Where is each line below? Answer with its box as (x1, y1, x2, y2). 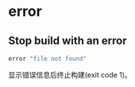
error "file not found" (8, 55, 87, 62)
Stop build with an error (8, 34, 127, 47)
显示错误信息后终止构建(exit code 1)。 (8, 70, 133, 79)
